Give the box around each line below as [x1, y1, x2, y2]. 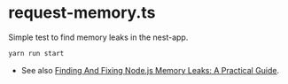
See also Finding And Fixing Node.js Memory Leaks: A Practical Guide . [20, 65, 280, 75]
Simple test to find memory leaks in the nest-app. [8, 32, 189, 42]
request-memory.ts [8, 3, 156, 23]
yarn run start [8, 49, 65, 57]
